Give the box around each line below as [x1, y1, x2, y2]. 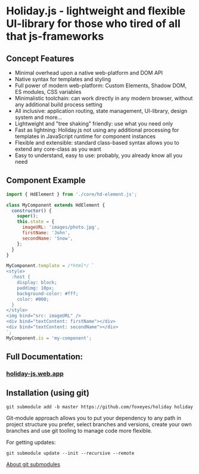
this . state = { [17, 219, 55, 225]
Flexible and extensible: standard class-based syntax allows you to [14, 139, 180, 146]
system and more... [14, 114, 63, 121]
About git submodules [6, 460, 61, 467]
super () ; [17, 213, 39, 219]
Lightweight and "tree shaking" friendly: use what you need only [14, 120, 173, 127]
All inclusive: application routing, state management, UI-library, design [14, 108, 188, 114]
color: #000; [17, 296, 49, 302]
